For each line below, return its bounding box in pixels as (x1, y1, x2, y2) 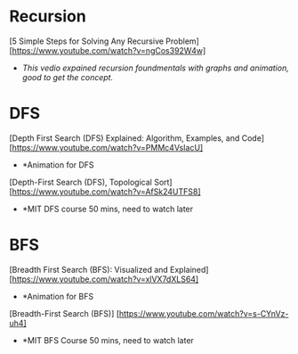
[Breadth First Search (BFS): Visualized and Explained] (9, 264, 209, 275)
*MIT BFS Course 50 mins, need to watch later (21, 334, 194, 345)
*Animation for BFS (21, 291, 94, 301)
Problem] (165, 36, 200, 46)
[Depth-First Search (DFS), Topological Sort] (9, 177, 173, 187)
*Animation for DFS (21, 159, 95, 170)
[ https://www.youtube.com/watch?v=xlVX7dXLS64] (9, 274, 199, 284)
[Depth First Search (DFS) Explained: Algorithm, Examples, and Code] (9, 132, 265, 144)
